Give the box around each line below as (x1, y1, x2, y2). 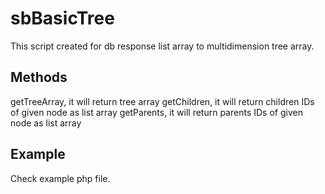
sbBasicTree (10, 7, 115, 30)
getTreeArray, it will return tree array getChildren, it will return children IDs (10, 95, 315, 107)
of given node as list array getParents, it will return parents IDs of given (10, 106, 303, 118)
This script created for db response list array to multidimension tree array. (10, 40, 315, 52)
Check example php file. (10, 172, 111, 184)
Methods (10, 69, 68, 86)
